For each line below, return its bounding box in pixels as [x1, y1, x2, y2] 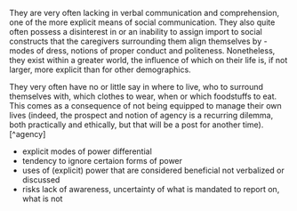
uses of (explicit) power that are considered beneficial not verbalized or [21, 165, 285, 175]
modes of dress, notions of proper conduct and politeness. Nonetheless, [9, 45, 276, 56]
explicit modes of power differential [21, 146, 153, 157]
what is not [21, 193, 63, 204]
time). [242, 119, 264, 130]
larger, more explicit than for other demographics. [9, 64, 191, 75]
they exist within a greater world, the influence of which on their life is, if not [9, 55, 288, 65]
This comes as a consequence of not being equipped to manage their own [9, 101, 282, 110]
